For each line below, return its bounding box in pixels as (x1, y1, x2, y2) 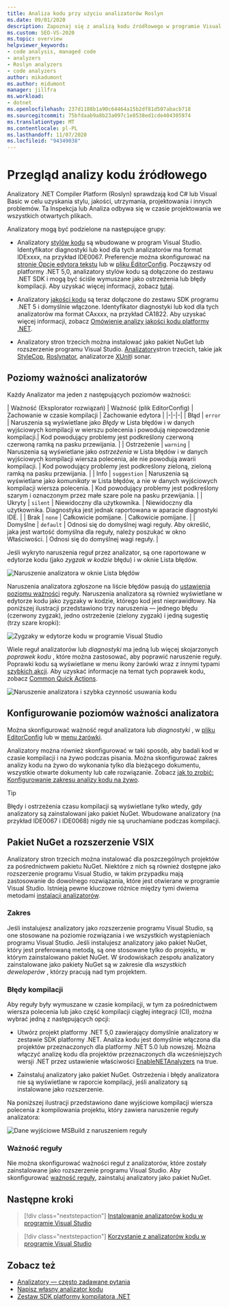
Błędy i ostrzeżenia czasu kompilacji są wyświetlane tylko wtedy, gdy (7, 802, 202, 810)
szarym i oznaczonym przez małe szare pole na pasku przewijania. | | (7, 491, 203, 499)
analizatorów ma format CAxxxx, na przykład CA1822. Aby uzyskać (16, 310, 206, 318)
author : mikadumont (7, 73, 63, 81)
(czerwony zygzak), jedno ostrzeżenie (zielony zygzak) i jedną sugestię (7, 611, 208, 620)
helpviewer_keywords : (7, 42, 69, 49)
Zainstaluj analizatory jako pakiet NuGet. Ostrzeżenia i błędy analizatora (16, 1071, 219, 1079)
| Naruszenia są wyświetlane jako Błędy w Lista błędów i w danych (7, 418, 195, 426)
